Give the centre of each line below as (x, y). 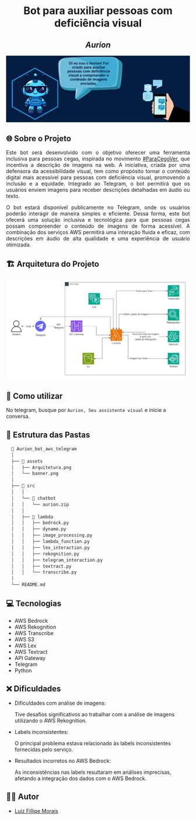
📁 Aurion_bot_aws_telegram (44, 449)
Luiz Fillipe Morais (36, 811)
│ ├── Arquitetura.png (41, 467)
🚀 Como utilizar (34, 396)
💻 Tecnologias (34, 604)
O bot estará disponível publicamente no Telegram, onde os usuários (98, 207)
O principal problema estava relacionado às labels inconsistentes (92, 743)
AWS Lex (25, 646)
